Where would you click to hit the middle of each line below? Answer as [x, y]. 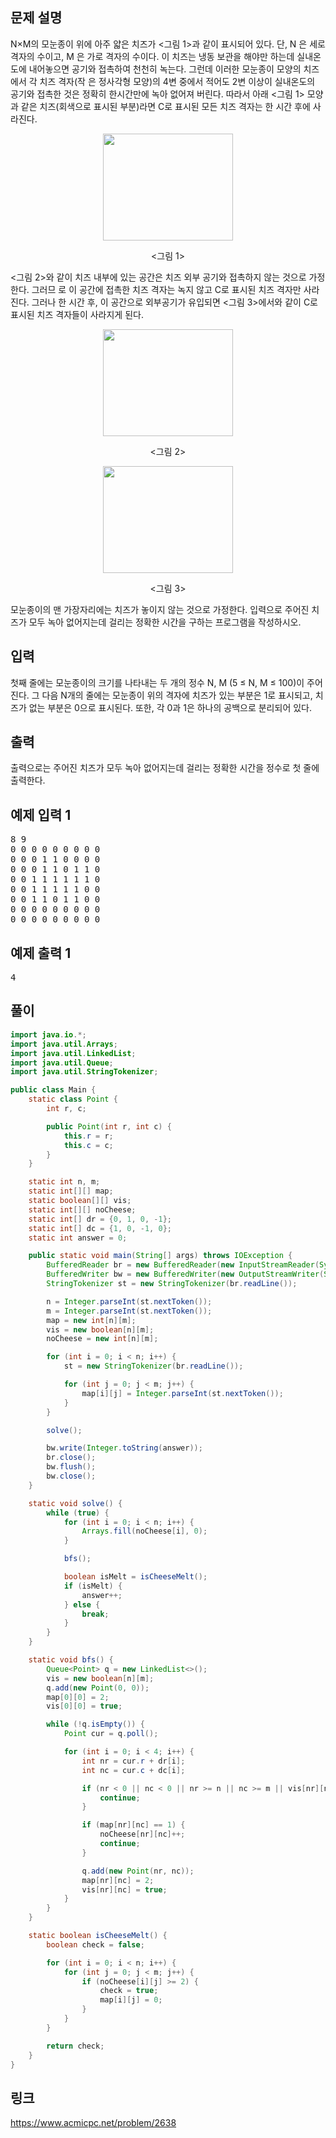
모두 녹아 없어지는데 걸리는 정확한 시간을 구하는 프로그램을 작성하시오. [165, 622]
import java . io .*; [48, 1034]
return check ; [75, 2046]
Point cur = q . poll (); [111, 1734]
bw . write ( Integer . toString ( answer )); [124, 1448]
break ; [95, 1614]
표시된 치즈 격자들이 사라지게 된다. [77, 314]
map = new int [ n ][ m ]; [91, 1320]
